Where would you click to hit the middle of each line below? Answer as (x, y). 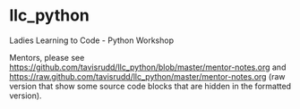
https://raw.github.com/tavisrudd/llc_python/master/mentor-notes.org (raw (147, 76)
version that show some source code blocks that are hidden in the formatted (150, 86)
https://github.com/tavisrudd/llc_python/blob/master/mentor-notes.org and (148, 67)
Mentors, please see (47, 57)
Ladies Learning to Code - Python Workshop (92, 40)
